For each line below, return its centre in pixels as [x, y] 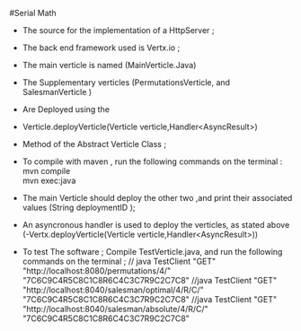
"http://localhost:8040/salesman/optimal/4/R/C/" [113, 290]
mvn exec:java [49, 180]
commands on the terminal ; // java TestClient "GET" [119, 261]
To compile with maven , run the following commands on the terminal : [152, 161]
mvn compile [46, 171]
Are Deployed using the [66, 109]
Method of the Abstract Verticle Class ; [94, 144]
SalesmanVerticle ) [57, 92]
